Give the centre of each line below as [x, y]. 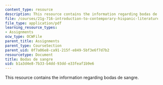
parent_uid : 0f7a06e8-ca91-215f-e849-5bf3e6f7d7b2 [57, 50]
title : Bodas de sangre [29, 59]
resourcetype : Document [29, 55]
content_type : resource [29, 9]
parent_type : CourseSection [33, 46]
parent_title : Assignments [32, 41]
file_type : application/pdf [33, 23]
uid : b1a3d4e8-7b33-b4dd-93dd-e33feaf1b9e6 [50, 64]
